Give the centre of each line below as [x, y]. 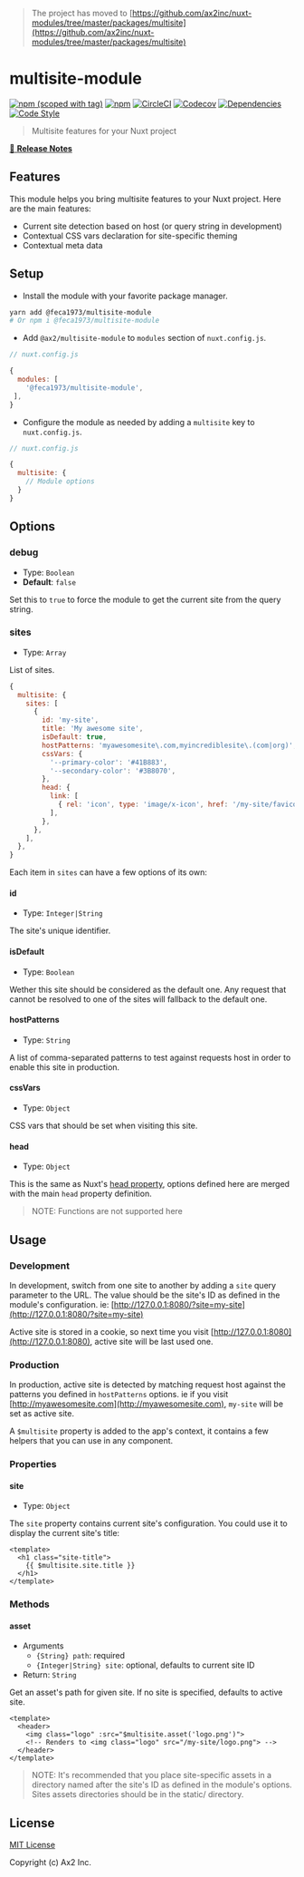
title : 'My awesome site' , [93, 729]
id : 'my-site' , [71, 720]
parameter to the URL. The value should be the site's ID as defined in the [145, 1295]
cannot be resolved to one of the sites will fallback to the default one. [138, 999]
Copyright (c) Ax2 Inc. [51, 1862]
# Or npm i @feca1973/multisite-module [85, 321]
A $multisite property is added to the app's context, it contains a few [139, 1431]
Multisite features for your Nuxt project [104, 131]
